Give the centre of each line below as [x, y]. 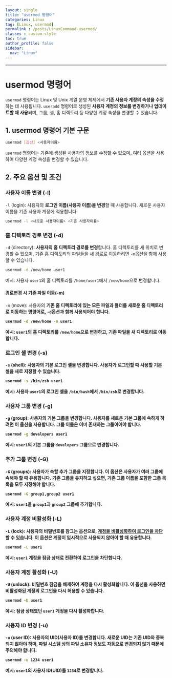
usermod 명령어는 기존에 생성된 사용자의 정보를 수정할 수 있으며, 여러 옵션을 [80, 153]
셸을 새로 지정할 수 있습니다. [33, 372]
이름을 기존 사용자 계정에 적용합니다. [41, 211]
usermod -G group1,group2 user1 [40, 494]
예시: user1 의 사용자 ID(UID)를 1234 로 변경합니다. [55, 670]
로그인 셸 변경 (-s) [26, 353]
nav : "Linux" [24, 53]
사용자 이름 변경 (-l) [28, 193]
